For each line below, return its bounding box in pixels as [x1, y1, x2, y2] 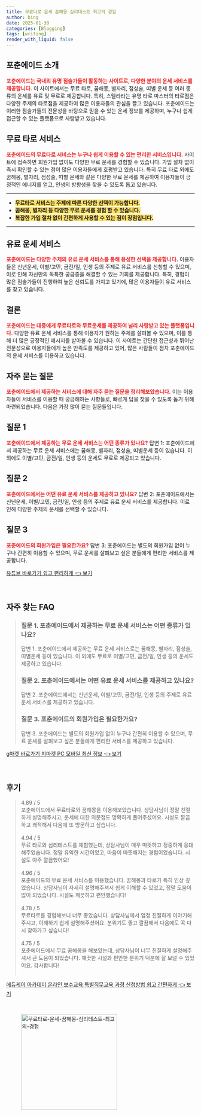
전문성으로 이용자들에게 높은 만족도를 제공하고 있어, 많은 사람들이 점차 [6, 345, 169, 352]
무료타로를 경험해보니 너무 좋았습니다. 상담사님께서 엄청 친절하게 [20, 911, 172, 919]
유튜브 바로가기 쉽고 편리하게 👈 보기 [6, 569, 93, 576]
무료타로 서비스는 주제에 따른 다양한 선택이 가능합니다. [14, 199, 141, 206]
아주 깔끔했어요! [32, 856, 69, 863]
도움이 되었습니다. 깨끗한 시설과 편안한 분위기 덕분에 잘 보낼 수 [38, 954, 184, 961]
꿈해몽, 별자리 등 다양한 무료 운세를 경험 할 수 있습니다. [14, 206, 141, 214]
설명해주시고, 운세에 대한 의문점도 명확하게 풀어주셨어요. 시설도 [32, 813, 179, 820]
